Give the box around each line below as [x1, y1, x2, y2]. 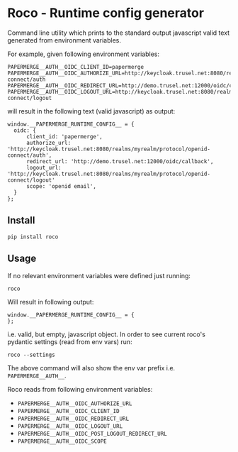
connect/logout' [7, 176, 55, 184]
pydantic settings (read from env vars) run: [7, 337, 132, 346]
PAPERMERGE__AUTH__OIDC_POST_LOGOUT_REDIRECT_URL [17, 430, 168, 437]
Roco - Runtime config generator [7, 5, 204, 21]
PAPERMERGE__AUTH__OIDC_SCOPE [17, 438, 108, 445]
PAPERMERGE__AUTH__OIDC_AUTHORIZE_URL [17, 399, 132, 407]
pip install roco [7, 233, 59, 241]
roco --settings [7, 351, 55, 358]
